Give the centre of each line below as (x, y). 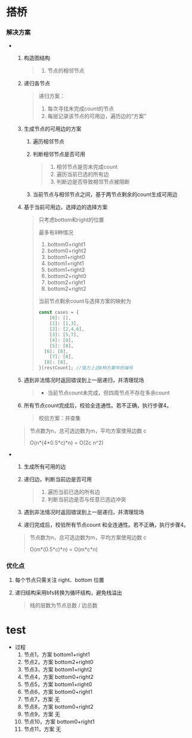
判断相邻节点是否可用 (59, 154)
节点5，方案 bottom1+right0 (58, 684)
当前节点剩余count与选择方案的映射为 (85, 301)
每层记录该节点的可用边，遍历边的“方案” (97, 116)
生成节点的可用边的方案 (52, 129)
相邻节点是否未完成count (87, 167)
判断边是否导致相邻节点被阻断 (93, 182)
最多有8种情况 (56, 233)
